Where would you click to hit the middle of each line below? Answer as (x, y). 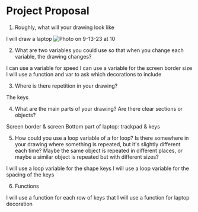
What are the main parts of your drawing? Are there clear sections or (99, 108)
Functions (27, 186)
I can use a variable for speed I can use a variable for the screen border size (99, 68)
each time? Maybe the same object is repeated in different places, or (99, 150)
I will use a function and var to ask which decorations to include (84, 74)
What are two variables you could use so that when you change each (99, 50)
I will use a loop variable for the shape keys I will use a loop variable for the (98, 168)
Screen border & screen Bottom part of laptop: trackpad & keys (83, 126)
